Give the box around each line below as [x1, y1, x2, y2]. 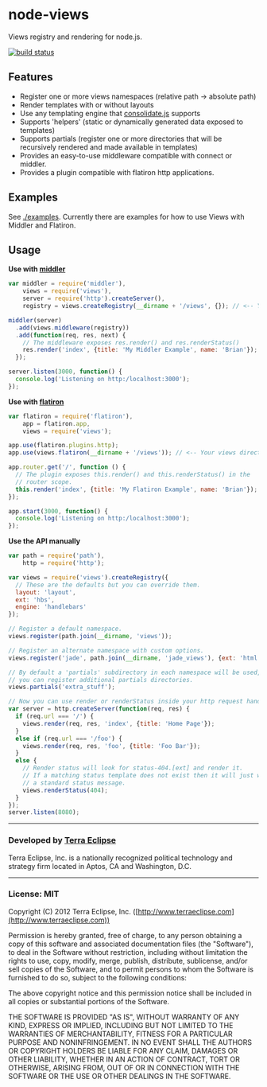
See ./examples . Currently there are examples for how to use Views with [8, 212, 245, 221]
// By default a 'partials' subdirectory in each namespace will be [8, 668, 240, 676]
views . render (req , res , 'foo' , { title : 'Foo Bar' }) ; [22, 742, 201, 750]
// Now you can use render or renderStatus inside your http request [8, 698, 244, 706]
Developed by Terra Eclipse [8, 835, 117, 846]
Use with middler [8, 264, 66, 274]
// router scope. [15, 477, 73, 486]
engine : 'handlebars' [15, 603, 87, 611]
